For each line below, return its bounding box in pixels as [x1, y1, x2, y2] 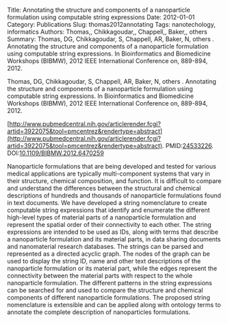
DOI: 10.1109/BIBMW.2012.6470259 [7, 149, 104, 157]
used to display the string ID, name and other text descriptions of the [7, 257, 201, 265]
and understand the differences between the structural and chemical [7, 184, 201, 192]
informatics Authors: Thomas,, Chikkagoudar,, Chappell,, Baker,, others [7, 27, 207, 36]
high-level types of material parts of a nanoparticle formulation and [7, 213, 197, 222]
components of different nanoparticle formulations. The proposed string [7, 294, 210, 301]
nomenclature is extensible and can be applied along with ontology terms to [7, 301, 221, 309]
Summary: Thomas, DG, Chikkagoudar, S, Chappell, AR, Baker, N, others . [7, 35, 214, 43]
